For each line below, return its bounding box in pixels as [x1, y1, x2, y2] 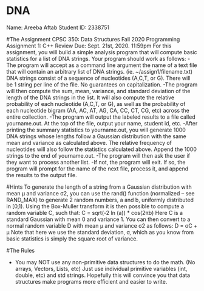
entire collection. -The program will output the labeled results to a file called [6, 113, 195, 121]
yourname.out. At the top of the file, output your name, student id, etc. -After [6, 119, 198, 127]
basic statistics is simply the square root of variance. [6, 235, 138, 242]
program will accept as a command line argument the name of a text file [17, 61, 197, 69]
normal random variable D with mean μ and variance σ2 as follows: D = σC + [6, 222, 198, 229]
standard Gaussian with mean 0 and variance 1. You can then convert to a [6, 216, 191, 223]
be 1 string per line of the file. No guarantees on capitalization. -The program [6, 80, 198, 88]
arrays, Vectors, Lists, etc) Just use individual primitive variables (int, [15, 265, 188, 272]
